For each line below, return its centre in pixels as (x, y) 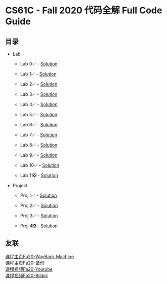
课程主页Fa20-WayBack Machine (40, 256)
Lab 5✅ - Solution (39, 114)
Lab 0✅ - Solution (39, 64)
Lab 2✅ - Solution (39, 84)
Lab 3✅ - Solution (39, 94)
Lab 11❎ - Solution (39, 175)
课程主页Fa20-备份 (25, 263)
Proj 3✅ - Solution (39, 216)
